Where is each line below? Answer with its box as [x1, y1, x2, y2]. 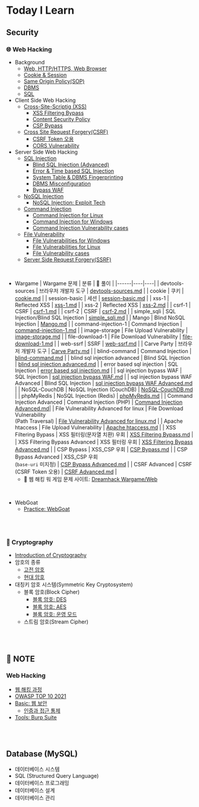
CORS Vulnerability [32, 142, 80, 149]
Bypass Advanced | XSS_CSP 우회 [14, 453, 98, 460]
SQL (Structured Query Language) [14, 772, 99, 779]
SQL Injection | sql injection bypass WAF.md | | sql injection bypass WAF [14, 373, 192, 380]
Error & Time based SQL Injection [32, 167, 115, 175]
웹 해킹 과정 [14, 686, 43, 693]
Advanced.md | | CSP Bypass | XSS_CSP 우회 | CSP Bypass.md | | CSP [14, 445, 188, 453]
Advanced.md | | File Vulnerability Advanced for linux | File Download [14, 404, 184, 412]
